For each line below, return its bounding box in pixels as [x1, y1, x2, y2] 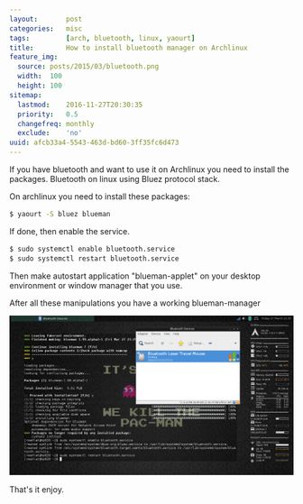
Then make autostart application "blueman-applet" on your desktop [9, 270, 262, 281]
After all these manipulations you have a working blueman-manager [9, 298, 262, 308]
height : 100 [17, 81, 63, 90]
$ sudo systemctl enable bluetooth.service [9, 244, 176, 253]
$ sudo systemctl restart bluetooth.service [9, 253, 179, 263]
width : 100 [17, 72, 63, 81]
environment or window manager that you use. [9, 279, 183, 290]
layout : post [9, 14, 83, 23]
